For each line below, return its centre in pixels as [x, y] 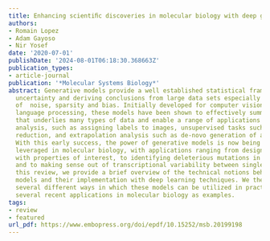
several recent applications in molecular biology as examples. [125, 195]
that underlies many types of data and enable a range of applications [138, 120]
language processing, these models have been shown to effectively [131, 113]
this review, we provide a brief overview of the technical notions [133, 173]
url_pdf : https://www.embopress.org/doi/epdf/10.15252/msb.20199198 [125, 225]
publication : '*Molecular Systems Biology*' [84, 83]
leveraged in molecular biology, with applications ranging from [127, 150]
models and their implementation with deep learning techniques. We [133, 180]
